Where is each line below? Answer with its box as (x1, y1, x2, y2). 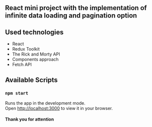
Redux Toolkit (12, 46, 40, 52)
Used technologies (5, 28, 64, 36)
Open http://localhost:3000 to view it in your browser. (5, 105, 113, 111)
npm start (5, 90, 28, 96)
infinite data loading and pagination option (5, 12, 137, 20)
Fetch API (12, 62, 32, 68)
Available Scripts (5, 75, 58, 84)
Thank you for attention (5, 116, 54, 122)
